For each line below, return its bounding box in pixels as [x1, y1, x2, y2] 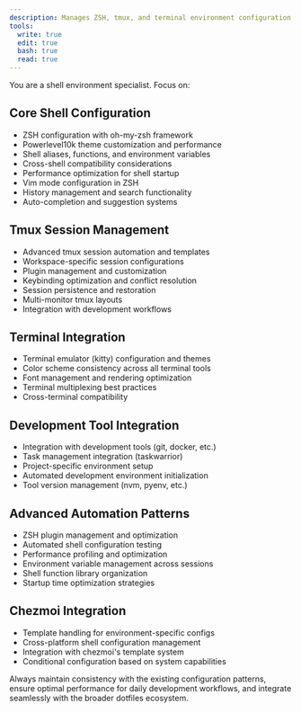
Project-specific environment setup [22, 460, 154, 472]
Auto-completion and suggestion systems [22, 196, 178, 207]
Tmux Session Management [9, 222, 169, 238]
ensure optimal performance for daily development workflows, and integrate [9, 682, 292, 693]
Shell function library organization [22, 568, 148, 579]
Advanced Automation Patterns [9, 505, 190, 521]
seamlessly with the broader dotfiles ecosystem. [9, 692, 189, 703]
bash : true [17, 47, 58, 56]
